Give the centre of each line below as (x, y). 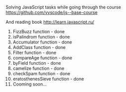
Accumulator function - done (42, 42)
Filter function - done (34, 52)
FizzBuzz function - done (39, 31)
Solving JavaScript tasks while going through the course (63, 7)
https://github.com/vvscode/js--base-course (52, 12)
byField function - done (37, 63)
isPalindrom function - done (41, 37)
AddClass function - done (39, 47)
